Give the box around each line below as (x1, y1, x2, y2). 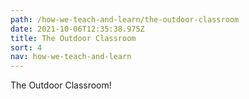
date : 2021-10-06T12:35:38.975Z (10, 24, 145, 34)
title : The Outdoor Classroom (10, 33, 137, 43)
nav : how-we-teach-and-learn (10, 52, 132, 62)
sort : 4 (10, 42, 43, 53)
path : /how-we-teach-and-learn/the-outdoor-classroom (10, 14, 240, 25)
